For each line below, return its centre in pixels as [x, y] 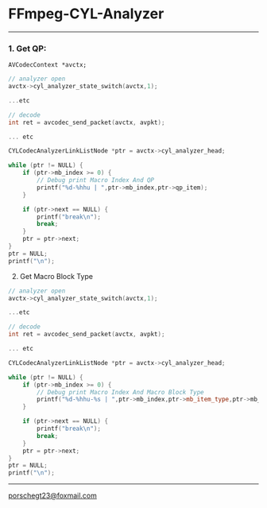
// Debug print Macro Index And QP [96, 180]
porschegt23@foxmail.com [53, 496]
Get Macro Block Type [56, 276]
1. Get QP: [27, 48]
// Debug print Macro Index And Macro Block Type [120, 392]
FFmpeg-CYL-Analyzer [86, 14]
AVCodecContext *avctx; [48, 65]
